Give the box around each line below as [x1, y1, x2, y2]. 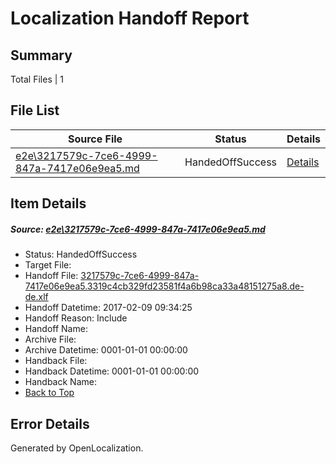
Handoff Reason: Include [24, 312, 128, 324]
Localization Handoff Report [10, 7, 250, 30]
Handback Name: [24, 376, 97, 388]
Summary [10, 47, 73, 64]
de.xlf [24, 291, 49, 303]
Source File [67, 132, 123, 146]
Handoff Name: [24, 323, 88, 335]
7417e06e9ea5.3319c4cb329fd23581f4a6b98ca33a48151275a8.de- [24, 280, 305, 292]
